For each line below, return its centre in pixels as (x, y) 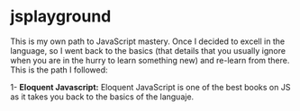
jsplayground (61, 17)
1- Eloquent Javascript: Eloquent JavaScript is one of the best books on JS (150, 87)
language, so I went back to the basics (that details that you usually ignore (148, 50)
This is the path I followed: (59, 70)
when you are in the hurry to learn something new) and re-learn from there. (150, 60)
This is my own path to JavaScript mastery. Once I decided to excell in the (148, 41)
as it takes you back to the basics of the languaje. (102, 97)
